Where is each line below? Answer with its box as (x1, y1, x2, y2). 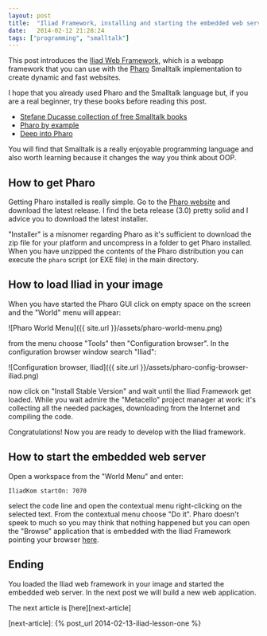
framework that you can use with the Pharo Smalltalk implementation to (8, 65, 242, 74)
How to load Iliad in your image (8, 278, 164, 292)
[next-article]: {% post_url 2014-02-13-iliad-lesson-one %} (8, 618, 201, 628)
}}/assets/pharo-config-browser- (140, 362, 249, 371)
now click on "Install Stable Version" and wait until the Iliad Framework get (8, 386, 252, 395)
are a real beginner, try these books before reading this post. (8, 96, 207, 106)
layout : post (8, 11, 52, 20)
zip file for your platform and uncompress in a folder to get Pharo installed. (8, 238, 253, 248)
